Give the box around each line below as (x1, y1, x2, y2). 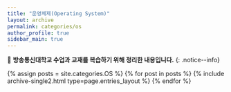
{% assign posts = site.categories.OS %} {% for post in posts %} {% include (7, 70, 225, 78)
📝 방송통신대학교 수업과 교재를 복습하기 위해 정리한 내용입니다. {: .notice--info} (7, 56, 220, 64)
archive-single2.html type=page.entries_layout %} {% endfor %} (7, 77, 192, 85)
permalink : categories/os (7, 23, 82, 30)
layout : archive (7, 17, 54, 24)
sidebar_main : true (7, 36, 64, 43)
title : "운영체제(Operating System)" (7, 10, 111, 17)
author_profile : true (7, 29, 70, 37)
